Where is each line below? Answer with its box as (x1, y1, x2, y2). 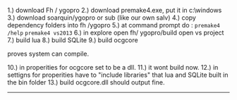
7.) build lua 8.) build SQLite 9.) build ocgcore (7, 36, 139, 44)
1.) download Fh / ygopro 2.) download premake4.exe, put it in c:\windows (7, 6, 222, 14)
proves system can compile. (7, 49, 90, 58)
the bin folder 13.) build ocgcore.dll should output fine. (7, 78, 165, 87)
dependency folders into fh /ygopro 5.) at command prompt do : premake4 (7, 21, 221, 29)
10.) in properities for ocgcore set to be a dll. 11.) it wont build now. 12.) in (7, 63, 219, 71)
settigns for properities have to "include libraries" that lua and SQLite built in (7, 70, 229, 79)
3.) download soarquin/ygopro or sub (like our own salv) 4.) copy (7, 13, 196, 22)
